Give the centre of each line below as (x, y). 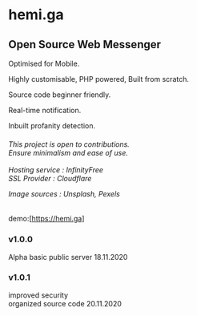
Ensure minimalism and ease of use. (68, 152)
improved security (38, 295)
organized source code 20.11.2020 (65, 303)
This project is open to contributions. (69, 144)
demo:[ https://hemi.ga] (46, 219)
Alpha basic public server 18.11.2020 (68, 257)
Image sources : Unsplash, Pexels (64, 193)
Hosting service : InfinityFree (56, 169)
